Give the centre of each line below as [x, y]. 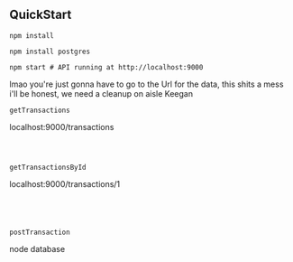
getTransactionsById [48, 167]
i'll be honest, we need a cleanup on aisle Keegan [101, 93]
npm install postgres [50, 51]
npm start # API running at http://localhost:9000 [106, 67]
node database [37, 248]
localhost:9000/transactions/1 [65, 183]
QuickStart [41, 15]
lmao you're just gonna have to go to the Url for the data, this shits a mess [146, 84]
